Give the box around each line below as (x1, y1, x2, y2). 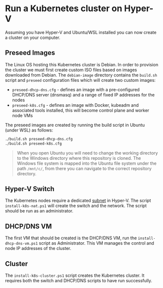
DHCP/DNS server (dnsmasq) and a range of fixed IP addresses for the (12, 92, 155, 97)
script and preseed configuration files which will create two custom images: (5, 77, 156, 83)
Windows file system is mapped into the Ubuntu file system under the (17, 160, 157, 166)
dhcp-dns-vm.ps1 (5, 241, 38, 246)
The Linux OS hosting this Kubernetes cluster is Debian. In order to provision (5, 61, 159, 67)
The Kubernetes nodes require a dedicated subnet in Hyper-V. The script (5, 198, 151, 204)
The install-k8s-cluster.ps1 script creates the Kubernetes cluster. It (5, 272, 145, 278)
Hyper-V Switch (5, 185, 54, 193)
